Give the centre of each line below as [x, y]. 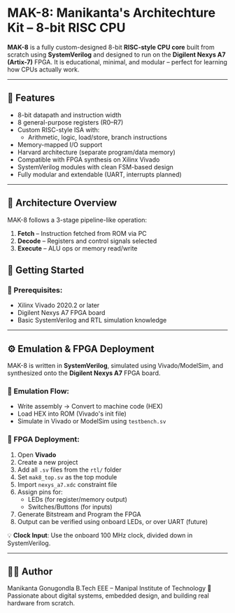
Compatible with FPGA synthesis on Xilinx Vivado [88, 160]
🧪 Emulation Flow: [38, 391]
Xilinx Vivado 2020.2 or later [58, 305]
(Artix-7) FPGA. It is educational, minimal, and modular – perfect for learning [117, 62]
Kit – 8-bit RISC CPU [66, 28]
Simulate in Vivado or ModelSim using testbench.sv [92, 421]
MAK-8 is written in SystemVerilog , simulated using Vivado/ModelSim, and [115, 366]
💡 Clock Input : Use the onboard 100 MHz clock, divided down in [100, 535]
